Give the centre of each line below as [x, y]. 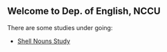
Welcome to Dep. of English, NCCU [84, 11]
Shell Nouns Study [44, 41]
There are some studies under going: [60, 27]
